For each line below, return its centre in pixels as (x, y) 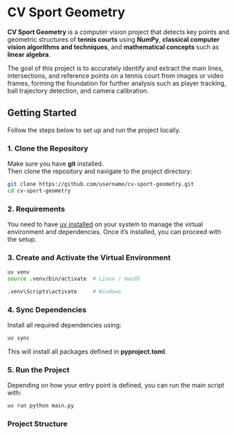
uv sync (19, 338)
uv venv (19, 272)
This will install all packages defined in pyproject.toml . (87, 352)
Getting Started (42, 113)
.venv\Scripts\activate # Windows (64, 292)
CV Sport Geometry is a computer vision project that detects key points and (118, 32)
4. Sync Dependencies (47, 310)
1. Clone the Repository (48, 148)
